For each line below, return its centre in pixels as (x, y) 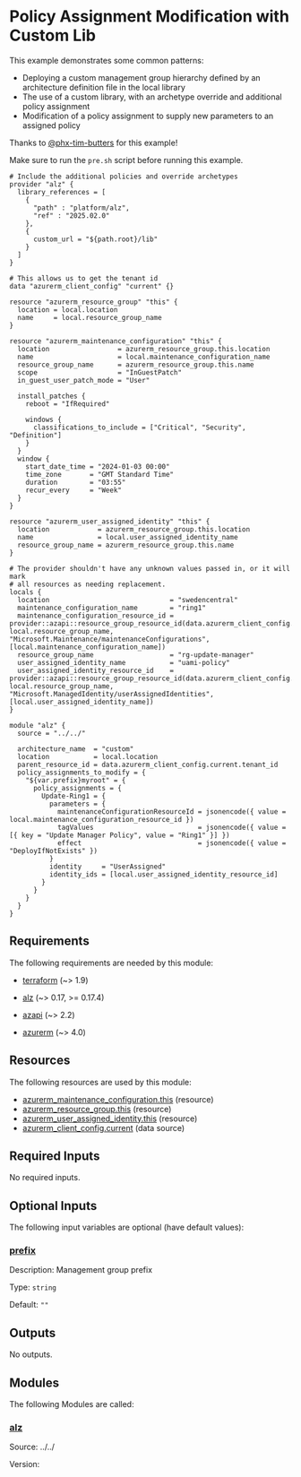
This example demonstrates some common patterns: (107, 60)
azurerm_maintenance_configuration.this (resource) (118, 1099)
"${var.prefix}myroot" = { (76, 780)
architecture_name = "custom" (76, 749)
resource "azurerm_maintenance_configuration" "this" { (116, 341)
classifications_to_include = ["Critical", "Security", (139, 428)
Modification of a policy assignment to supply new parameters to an (148, 116)
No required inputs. (45, 1178)
